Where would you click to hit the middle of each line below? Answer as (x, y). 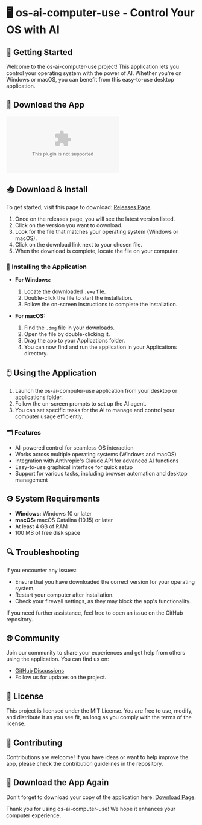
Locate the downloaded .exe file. (65, 291)
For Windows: (33, 279)
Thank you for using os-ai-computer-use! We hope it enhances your (91, 809)
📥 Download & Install (47, 189)
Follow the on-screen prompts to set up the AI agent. (80, 403)
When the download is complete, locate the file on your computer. (97, 251)
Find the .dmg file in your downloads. (69, 328)
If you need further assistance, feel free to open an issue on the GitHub (95, 613)
